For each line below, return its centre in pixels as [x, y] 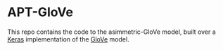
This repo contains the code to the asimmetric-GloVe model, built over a [111, 32]
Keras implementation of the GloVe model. [68, 39]
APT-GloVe [40, 12]
